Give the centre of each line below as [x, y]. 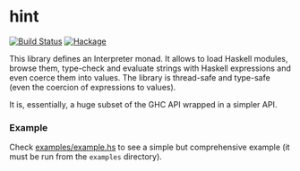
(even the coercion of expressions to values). [93, 87]
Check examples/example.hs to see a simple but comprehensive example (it [150, 147]
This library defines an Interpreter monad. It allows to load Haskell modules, [149, 58]
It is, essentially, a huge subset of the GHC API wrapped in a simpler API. [143, 104]
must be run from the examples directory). [86, 157]
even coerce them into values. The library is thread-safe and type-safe [140, 77]
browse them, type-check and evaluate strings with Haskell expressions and [150, 68]
